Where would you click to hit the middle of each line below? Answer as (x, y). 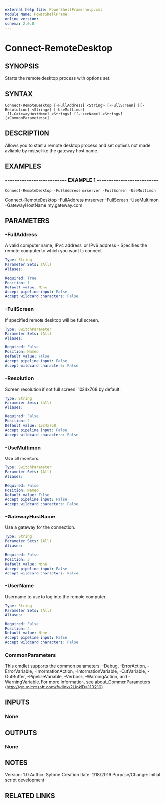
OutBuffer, (16, 677)
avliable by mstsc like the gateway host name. (52, 150)
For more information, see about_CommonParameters (96, 682)
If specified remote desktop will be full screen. (52, 320)
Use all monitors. (22, 459)
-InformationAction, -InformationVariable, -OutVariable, (90, 671)
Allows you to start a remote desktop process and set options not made (78, 145)
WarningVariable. (23, 682)
